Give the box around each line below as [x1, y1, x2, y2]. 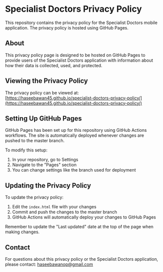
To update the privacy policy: [5, 195, 63, 200]
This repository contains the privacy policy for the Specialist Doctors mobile [5, 20, 158, 25]
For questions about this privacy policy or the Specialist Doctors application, [5, 256, 159, 262]
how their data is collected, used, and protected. [5, 62, 102, 68]
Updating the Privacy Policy [5, 181, 91, 190]
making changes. [5, 229, 40, 235]
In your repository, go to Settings [12, 157, 79, 163]
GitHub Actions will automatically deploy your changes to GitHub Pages [12, 214, 156, 220]
